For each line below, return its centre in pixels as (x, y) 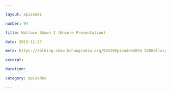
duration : (16, 69)
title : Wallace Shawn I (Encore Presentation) (55, 33)
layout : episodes (24, 14)
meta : (11, 51)
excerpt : (15, 60)
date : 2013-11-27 (24, 42)
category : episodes (26, 78)
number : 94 (17, 23)
